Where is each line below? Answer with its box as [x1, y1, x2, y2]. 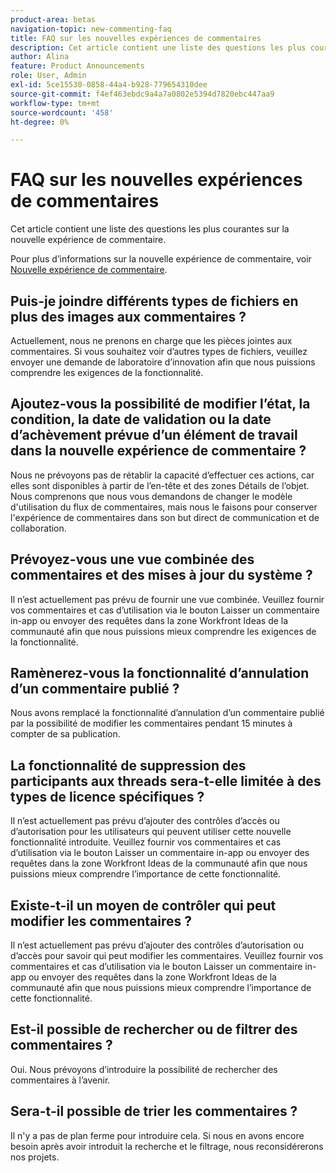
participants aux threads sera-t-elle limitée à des [10, 772, 322, 790]
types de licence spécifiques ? [10, 788, 205, 805]
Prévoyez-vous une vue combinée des [10, 551, 255, 568]
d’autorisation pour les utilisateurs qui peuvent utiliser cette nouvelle [10, 826, 292, 838]
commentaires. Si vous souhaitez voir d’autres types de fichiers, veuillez [10, 346, 308, 357]
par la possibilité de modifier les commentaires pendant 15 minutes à [10, 717, 293, 730]
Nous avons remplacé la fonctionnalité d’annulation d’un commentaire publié [10, 707, 325, 719]
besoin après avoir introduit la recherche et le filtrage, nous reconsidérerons [10, 1140, 324, 1152]
